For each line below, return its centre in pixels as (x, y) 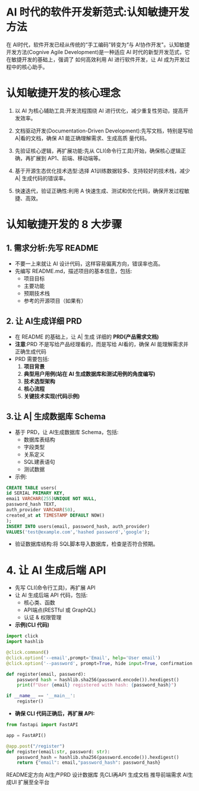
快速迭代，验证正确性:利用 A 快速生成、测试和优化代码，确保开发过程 (99, 191)
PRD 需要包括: (32, 359)
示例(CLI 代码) (32, 625)
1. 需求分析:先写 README (53, 248)
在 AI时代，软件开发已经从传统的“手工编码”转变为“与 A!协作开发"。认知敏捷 (98, 45)
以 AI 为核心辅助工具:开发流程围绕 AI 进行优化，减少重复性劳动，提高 (99, 110)
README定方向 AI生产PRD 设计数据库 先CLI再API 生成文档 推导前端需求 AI (97, 775)
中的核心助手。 (29, 67)
